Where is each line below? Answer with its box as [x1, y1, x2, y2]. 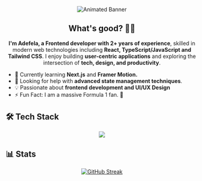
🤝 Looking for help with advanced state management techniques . [14, 77, 182, 85]
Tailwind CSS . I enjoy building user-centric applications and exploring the [7, 52, 197, 60]
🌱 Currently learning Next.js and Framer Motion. [14, 71, 138, 78]
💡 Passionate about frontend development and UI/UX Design [14, 83, 170, 91]
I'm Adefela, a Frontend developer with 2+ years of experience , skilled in [8, 40, 196, 47]
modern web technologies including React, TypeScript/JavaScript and [12, 46, 192, 53]
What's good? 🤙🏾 [68, 23, 135, 34]
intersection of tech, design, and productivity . [43, 59, 161, 66]
